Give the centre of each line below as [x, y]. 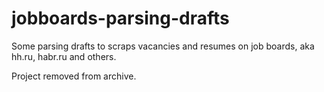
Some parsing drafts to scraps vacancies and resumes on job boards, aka [163, 46]
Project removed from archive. [74, 76]
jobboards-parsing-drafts [120, 18]
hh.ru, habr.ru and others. [64, 56]
